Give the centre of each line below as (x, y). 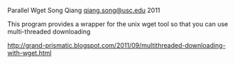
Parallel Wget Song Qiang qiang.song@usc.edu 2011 (84, 10)
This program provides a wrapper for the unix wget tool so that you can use (118, 24)
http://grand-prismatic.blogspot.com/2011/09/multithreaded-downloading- (116, 45)
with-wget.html (29, 53)
